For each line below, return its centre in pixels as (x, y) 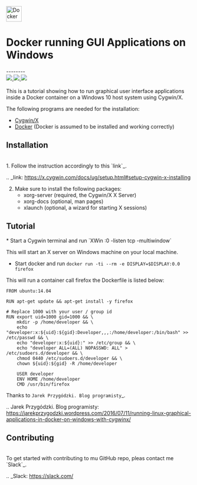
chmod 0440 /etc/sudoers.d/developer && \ (70, 358)
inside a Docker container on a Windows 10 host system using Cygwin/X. (95, 97)
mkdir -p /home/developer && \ (55, 322)
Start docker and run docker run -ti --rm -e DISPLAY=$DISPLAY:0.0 (97, 264)
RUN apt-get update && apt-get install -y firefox (70, 301)
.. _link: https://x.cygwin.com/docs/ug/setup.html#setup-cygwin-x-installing (98, 177)
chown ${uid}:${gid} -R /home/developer (67, 364)
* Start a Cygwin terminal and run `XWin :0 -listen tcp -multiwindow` (89, 240)
